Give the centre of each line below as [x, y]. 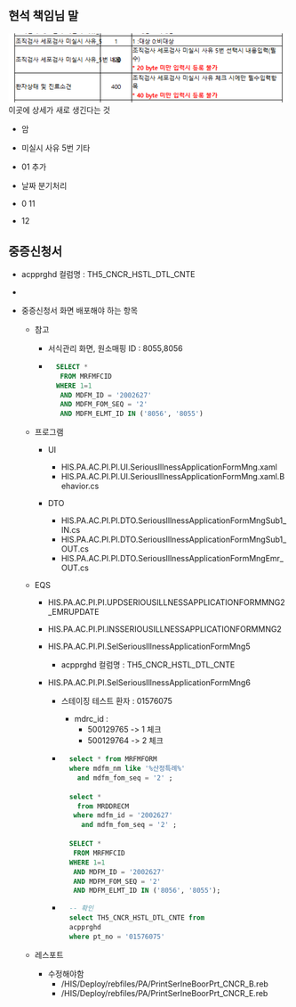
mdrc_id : [91, 719]
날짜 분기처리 [44, 186]
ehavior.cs [80, 486]
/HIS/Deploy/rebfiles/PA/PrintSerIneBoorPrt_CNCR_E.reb [164, 993]
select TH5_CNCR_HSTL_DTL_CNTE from [137, 918]
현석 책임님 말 [44, 16]
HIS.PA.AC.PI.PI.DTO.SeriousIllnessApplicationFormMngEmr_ [172, 559]
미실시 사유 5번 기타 [56, 148]
